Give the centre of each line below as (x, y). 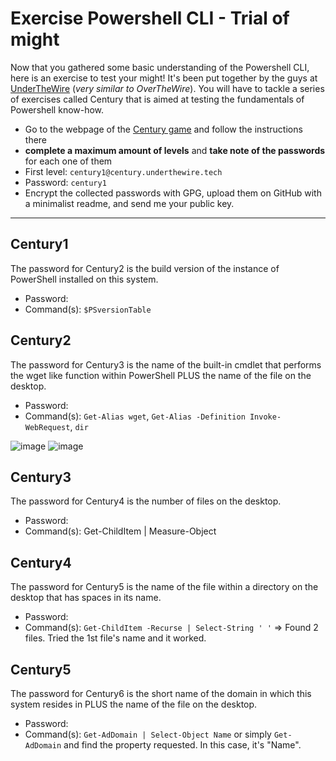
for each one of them (68, 161)
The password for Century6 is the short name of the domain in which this (161, 693)
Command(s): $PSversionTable (88, 309)
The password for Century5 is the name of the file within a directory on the (164, 587)
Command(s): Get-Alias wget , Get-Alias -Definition (135, 416)
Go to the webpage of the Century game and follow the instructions (163, 129)
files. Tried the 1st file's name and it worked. (115, 638)
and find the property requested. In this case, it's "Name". (182, 745)
